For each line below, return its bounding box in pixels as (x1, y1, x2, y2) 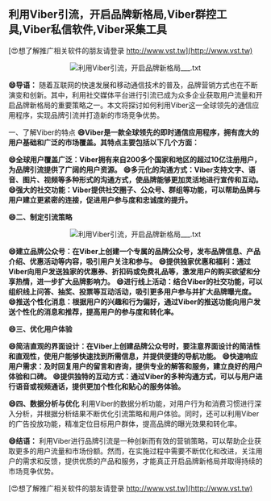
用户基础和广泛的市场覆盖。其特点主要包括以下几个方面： (8, 137, 199, 147)
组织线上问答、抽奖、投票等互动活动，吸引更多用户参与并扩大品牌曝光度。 (8, 286, 256, 296)
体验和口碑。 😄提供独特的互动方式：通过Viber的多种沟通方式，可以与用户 (8, 371, 256, 381)
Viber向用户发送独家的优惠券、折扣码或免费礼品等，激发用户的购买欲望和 (8, 266, 254, 276)
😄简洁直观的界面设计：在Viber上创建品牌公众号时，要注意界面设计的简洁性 (8, 341, 261, 351)
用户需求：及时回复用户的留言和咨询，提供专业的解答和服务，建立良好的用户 (8, 361, 263, 371)
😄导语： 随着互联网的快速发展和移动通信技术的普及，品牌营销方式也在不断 (8, 80, 258, 90)
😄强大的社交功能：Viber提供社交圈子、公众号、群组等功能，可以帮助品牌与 (8, 185, 261, 194)
